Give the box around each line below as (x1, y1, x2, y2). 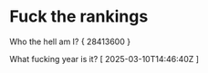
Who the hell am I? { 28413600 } (9, 36, 130, 47)
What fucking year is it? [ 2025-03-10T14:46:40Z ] (9, 53, 199, 64)
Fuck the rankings (9, 6, 149, 27)
